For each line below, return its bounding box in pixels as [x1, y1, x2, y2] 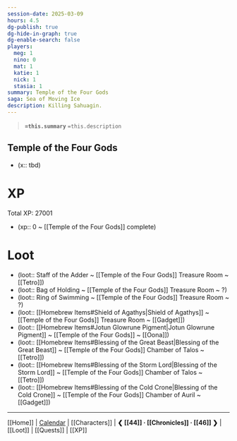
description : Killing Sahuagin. [7, 102, 102, 109]
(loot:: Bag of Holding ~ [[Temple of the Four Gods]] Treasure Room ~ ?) [17, 285, 228, 294]
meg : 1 [13, 50, 33, 57]
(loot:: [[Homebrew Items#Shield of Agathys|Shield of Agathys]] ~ [17, 308, 209, 316]
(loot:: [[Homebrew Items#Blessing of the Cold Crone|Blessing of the [17, 382, 218, 392]
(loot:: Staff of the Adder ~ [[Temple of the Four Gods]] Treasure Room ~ [17, 270, 229, 279]
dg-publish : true [7, 23, 59, 30]
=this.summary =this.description [24, 123, 122, 130]
